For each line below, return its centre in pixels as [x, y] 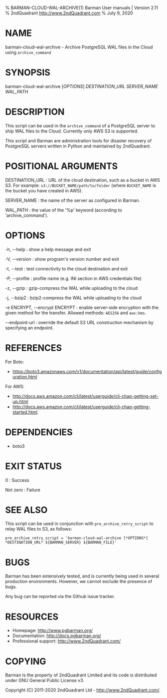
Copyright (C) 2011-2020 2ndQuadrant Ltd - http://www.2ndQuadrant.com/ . [83, 690]
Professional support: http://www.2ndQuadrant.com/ [67, 641]
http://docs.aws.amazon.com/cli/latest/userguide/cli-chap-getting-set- [85, 396]
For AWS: [15, 386]
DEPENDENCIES [39, 432]
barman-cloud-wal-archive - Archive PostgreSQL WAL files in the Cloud [79, 47]
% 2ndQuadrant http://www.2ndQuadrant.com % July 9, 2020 [69, 13]
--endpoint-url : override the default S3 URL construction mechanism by [79, 322]
